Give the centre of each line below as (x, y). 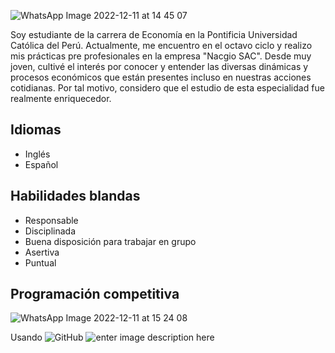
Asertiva (42, 252)
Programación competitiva (95, 294)
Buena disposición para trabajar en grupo (110, 241)
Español (41, 164)
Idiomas (36, 130)
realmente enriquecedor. (61, 98)
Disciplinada (50, 231)
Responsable (51, 220)
